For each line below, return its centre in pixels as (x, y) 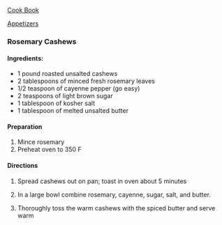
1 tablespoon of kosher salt (56, 103)
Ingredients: (25, 58)
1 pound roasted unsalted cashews (67, 74)
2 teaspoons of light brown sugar (65, 96)
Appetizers (23, 23)
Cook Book (23, 10)
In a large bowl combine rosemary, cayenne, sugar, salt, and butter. (114, 194)
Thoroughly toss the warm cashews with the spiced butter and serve (116, 208)
